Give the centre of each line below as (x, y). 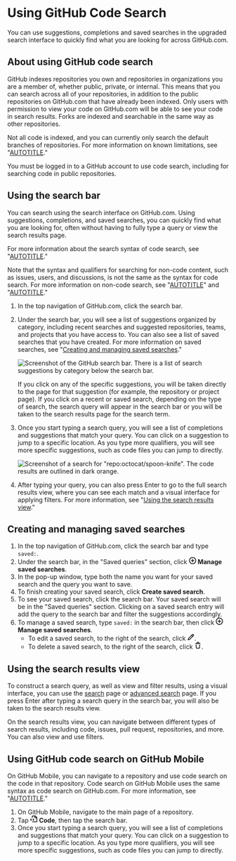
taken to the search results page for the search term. (94, 414)
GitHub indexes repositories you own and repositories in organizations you (115, 79)
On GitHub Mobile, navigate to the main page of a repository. (105, 812)
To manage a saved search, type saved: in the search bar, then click (116, 623)
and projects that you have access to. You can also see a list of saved (118, 334)
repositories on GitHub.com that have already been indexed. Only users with (118, 101)
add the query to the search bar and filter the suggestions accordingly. (120, 614)
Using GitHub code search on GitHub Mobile (106, 759)
